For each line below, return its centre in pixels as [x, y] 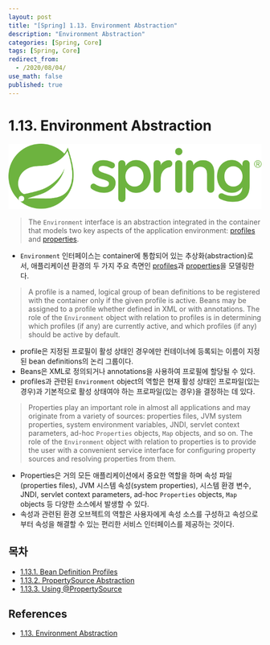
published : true [35, 84]
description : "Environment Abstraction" [77, 34]
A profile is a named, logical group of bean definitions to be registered [144, 292]
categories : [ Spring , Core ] [55, 43]
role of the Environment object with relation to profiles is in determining [145, 317]
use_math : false [35, 76]
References [38, 614]
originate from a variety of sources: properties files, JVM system [135, 416]
